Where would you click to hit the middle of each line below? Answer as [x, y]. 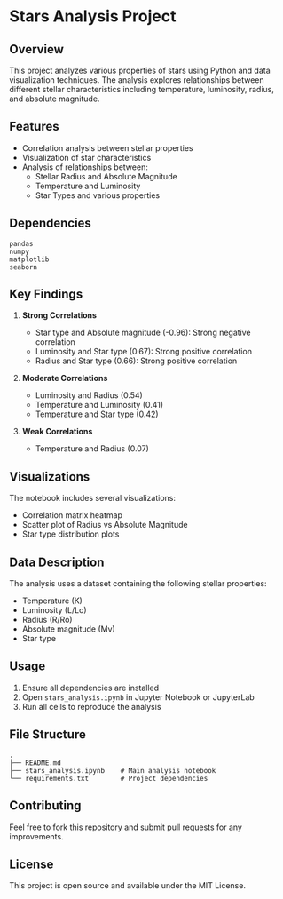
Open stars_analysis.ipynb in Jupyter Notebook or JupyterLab [138, 697]
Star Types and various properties [98, 195]
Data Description [57, 562]
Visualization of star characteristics [86, 157]
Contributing [45, 806]
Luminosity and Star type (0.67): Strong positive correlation [144, 352]
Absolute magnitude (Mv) [68, 629]
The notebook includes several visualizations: [92, 498]
